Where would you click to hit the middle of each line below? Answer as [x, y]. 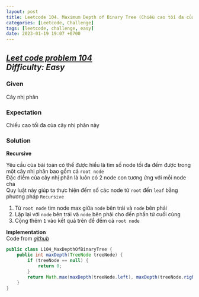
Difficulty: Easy [36, 67]
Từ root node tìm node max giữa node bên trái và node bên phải [91, 208]
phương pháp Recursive [35, 197]
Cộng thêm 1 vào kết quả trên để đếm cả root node [77, 221]
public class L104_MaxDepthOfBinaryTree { [59, 249]
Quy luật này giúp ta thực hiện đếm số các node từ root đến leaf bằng [92, 190]
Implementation [26, 232]
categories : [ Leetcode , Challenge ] [50, 23]
